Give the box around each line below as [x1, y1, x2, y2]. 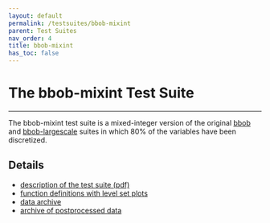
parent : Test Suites [8, 27, 78, 35]
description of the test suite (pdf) [19, 180, 130, 189]
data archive [19, 196, 62, 206]
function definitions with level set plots [19, 188, 149, 198]
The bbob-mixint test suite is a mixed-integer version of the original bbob [8, 118, 252, 127]
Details [8, 159, 44, 172]
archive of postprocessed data [19, 205, 122, 215]
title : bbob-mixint [8, 42, 74, 50]
